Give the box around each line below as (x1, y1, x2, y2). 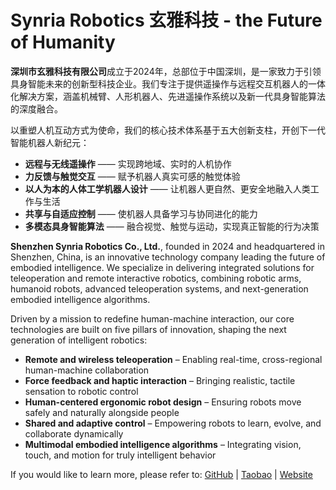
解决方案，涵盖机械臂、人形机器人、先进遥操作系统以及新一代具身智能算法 (18, 90, 326, 102)
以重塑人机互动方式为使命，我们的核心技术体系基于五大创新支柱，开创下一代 (10, 124, 326, 136)
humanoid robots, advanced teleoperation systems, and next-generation (10, 282, 309, 295)
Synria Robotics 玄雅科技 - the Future (10, 9, 323, 32)
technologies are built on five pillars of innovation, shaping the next (10, 323, 287, 335)
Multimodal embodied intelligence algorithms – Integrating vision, (24, 438, 302, 450)
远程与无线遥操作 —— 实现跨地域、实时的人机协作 (24, 157, 232, 170)
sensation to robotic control (24, 385, 139, 397)
